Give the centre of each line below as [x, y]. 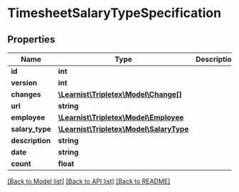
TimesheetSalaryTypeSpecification [115, 13]
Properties [31, 39]
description [31, 140]
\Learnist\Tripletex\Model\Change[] [120, 94]
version [24, 83]
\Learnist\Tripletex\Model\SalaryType [123, 129]
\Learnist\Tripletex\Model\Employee [121, 117]
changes [26, 94]
